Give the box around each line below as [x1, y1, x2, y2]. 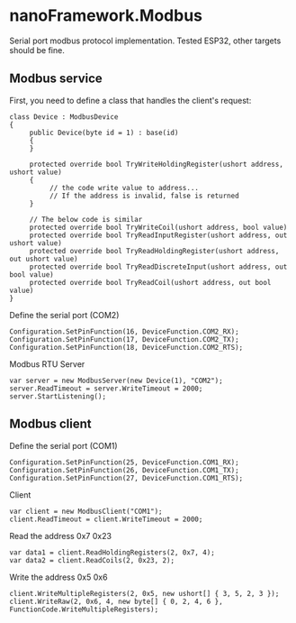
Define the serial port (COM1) [9, 440, 119, 451]
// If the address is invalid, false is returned [49, 191, 240, 200]
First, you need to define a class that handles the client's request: [9, 95, 252, 105]
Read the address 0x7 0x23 [9, 530, 112, 541]
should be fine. [9, 44, 65, 55]
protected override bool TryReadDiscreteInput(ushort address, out [29, 262, 288, 271]
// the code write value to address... [49, 183, 200, 192]
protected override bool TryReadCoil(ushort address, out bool [29, 278, 272, 287]
